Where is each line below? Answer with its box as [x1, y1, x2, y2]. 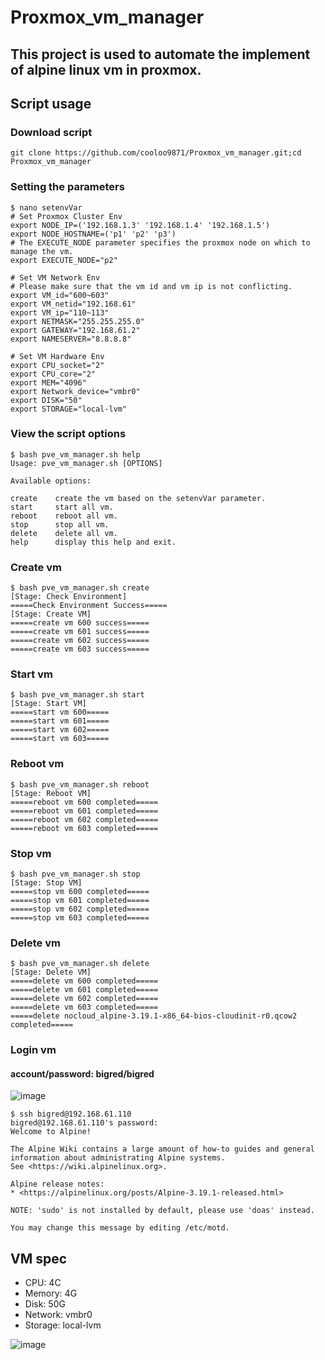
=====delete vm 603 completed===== [10, 1002, 159, 1013]
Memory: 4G [24, 1287, 78, 1300]
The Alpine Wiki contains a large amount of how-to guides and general [10, 1144, 315, 1155]
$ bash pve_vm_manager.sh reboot [10, 779, 150, 790]
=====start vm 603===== [10, 734, 110, 744]
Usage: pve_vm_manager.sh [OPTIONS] [10, 458, 163, 468]
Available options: [10, 476, 92, 486]
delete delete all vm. [10, 528, 118, 538]
